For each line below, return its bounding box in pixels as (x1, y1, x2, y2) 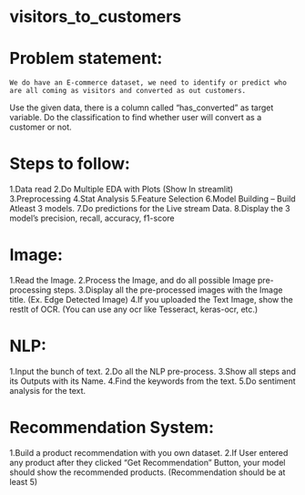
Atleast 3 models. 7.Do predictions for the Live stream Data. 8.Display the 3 (9, 203, 290, 214)
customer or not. (9, 121, 73, 133)
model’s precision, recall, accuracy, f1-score (9, 212, 175, 224)
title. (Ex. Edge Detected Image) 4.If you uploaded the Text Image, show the (9, 294, 293, 304)
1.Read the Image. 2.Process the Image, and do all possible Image (9, 275, 257, 285)
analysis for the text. (9, 385, 86, 396)
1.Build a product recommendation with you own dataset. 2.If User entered (9, 447, 289, 458)
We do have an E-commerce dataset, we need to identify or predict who (9, 78, 287, 88)
